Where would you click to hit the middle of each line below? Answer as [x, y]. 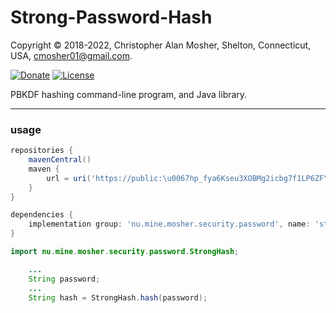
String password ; [64, 279]
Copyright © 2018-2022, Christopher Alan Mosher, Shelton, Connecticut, [161, 45]
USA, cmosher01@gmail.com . [71, 55]
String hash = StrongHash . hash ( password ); [118, 297]
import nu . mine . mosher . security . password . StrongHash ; [125, 252]
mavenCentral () [60, 160]
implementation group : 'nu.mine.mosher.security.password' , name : [169, 224]
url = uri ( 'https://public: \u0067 [118, 178]
